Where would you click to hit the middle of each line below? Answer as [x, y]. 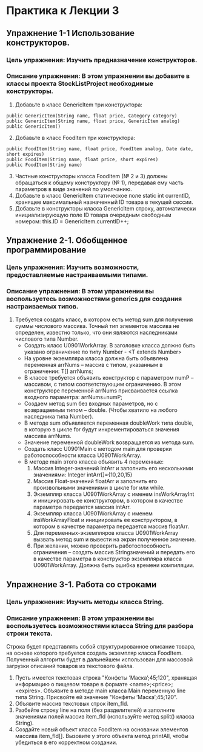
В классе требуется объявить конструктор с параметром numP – [109, 378]
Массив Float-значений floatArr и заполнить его [95, 481]
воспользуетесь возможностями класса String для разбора [100, 625]
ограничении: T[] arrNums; [59, 371]
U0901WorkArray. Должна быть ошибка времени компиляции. [114, 565]
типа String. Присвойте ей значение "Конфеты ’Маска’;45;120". [96, 697]
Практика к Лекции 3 [63, 11]
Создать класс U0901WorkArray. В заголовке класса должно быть [110, 346]
